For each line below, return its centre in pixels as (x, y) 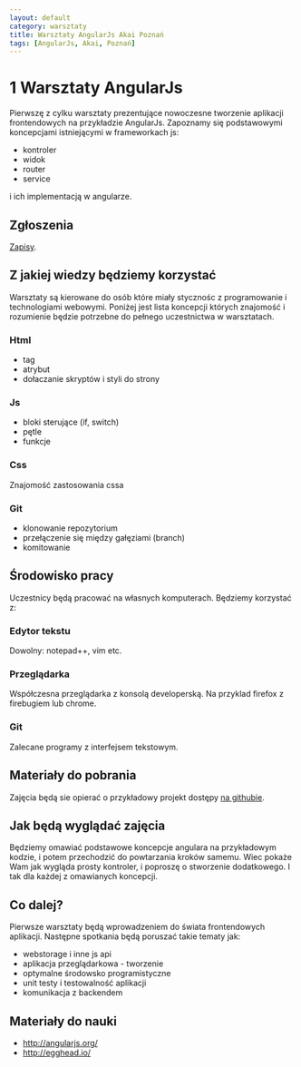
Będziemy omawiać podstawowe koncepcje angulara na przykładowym (143, 847)
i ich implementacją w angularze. (71, 197)
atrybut (36, 369)
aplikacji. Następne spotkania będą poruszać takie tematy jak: (125, 936)
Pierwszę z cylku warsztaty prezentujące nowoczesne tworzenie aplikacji (146, 113)
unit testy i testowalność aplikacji (84, 983)
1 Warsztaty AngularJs (96, 88)
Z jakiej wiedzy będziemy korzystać (113, 275)
